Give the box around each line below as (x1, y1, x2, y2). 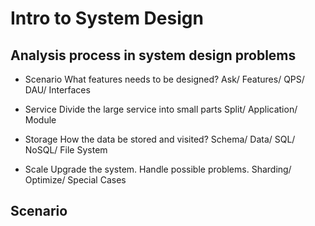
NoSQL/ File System (24, 144, 108, 156)
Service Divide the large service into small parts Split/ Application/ (24, 103, 298, 115)
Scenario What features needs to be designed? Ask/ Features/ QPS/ (24, 73, 305, 85)
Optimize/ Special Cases (24, 174, 127, 186)
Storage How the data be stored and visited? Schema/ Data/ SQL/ (24, 133, 296, 145)
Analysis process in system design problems (10, 47, 297, 64)
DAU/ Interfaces (24, 84, 91, 96)
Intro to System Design (10, 7, 204, 30)
